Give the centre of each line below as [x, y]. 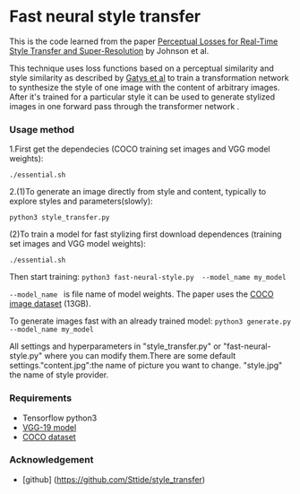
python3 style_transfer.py [60, 218]
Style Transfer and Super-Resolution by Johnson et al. [109, 50]
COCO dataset [49, 437]
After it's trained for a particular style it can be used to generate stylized [142, 97]
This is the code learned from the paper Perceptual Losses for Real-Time [144, 41]
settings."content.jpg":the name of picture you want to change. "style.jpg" [146, 366]
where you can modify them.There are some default [140, 356]
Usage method [42, 129]
